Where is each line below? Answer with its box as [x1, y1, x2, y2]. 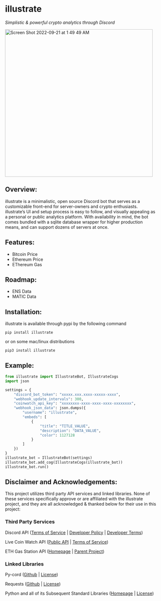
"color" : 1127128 [39, 433, 75, 437]
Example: [5, 361, 34, 369]
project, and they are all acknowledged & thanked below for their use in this [5, 501, 157, 507]
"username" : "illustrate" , [22, 410, 77, 415]
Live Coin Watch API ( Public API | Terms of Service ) [5, 539, 108, 545]
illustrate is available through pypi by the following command [5, 321, 126, 327]
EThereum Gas [12, 261, 42, 267]
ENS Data [12, 289, 32, 294]
